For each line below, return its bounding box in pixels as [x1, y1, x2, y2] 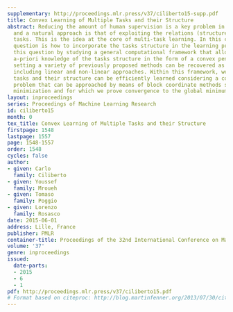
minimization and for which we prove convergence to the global [13, 88, 203, 95]
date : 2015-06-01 [7, 217, 58, 224]
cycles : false [7, 152, 49, 160]
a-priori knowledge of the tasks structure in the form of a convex [13, 56, 216, 63]
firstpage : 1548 [7, 126, 54, 133]
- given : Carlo [7, 165, 51, 172]
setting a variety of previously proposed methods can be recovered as [13, 62, 225, 69]
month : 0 [7, 113, 33, 120]
